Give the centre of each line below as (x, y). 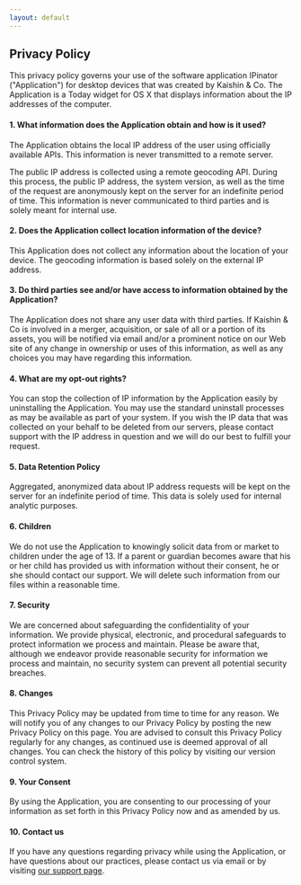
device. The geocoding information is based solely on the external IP (137, 260)
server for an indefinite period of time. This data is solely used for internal (146, 496)
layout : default (40, 18)
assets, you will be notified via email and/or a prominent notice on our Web (148, 339)
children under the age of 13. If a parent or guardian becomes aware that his (150, 556)
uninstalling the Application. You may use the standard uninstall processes (147, 408)
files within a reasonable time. (65, 584)
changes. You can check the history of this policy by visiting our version (142, 752)
